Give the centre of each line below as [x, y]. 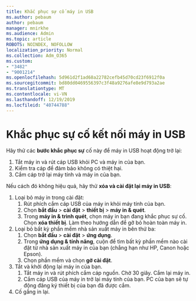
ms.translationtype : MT [35, 89]
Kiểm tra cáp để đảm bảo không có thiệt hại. [68, 169]
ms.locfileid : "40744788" [38, 105]
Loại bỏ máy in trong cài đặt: [49, 198]
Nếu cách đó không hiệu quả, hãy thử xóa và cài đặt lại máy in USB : [89, 186]
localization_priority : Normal [45, 50]
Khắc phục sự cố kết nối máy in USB [96, 134]
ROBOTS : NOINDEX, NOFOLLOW [39, 45]
